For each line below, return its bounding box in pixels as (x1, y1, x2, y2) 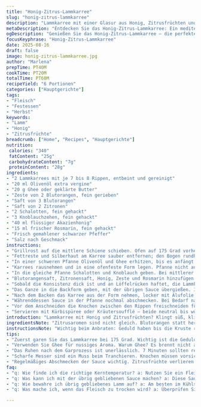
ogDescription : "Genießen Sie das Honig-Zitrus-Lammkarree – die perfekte (6, 31, 197, 37)
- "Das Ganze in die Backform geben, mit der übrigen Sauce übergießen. (6, 286, 191, 293)
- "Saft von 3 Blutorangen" (6, 198, 77, 204)
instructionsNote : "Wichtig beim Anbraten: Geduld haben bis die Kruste (6, 325, 191, 332)
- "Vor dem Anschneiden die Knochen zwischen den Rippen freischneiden (6, 303, 188, 310)
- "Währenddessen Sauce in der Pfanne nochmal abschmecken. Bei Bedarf (6, 298, 188, 304)
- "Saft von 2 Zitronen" (6, 203, 68, 209)
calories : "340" (8, 148, 50, 154)
